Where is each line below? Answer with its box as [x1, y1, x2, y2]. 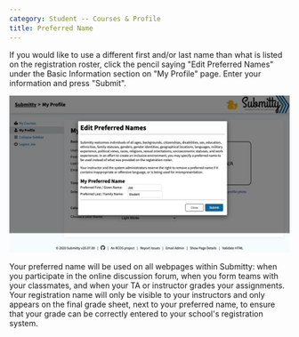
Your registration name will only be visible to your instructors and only [9, 290, 265, 301]
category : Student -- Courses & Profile [9, 14, 162, 23]
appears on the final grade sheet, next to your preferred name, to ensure [9, 299, 276, 310]
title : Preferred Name [9, 23, 93, 33]
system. [9, 318, 38, 329]
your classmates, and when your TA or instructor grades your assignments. [9, 280, 285, 291]
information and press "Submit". [9, 77, 127, 88]
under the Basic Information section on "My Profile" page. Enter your [9, 68, 262, 79]
